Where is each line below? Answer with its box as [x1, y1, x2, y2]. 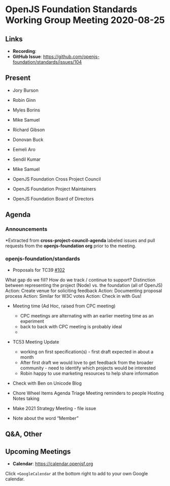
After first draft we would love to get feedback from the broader [20, 359, 154, 365]
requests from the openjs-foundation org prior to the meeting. [5, 243, 137, 249]
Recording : [12, 48, 37, 54]
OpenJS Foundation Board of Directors [12, 195, 94, 202]
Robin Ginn [12, 97, 36, 103]
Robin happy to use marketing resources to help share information [20, 370, 159, 376]
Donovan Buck [12, 136, 44, 142]
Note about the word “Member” [12, 415, 79, 421]
